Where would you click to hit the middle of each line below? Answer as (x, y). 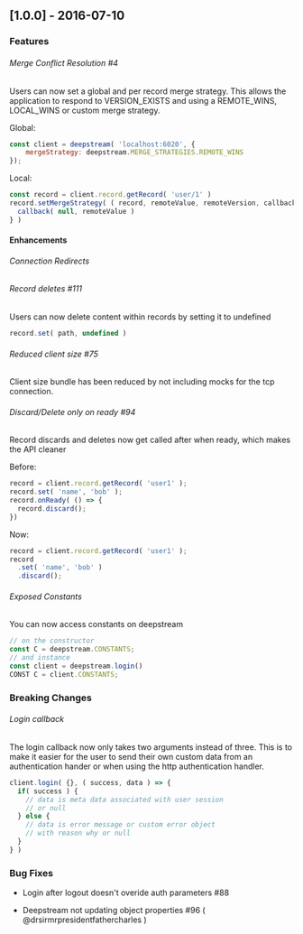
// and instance (40, 658)
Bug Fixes (32, 873)
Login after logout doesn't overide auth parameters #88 (126, 892)
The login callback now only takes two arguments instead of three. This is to (151, 747)
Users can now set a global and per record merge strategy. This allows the (148, 91)
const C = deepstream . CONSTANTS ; (72, 650)
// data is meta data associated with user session (124, 800)
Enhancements (38, 240)
